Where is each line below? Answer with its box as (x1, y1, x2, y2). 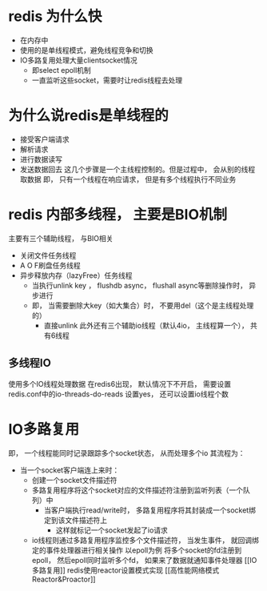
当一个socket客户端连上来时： (19, 465, 120, 475)
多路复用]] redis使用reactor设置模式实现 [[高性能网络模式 (31, 565, 220, 575)
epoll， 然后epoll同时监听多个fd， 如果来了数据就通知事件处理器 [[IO (31, 555, 257, 565)
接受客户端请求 (19, 134, 70, 144)
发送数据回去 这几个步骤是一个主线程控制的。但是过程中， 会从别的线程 (19, 164, 256, 174)
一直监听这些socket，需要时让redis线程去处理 (31, 75, 183, 85)
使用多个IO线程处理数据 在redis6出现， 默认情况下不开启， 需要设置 (8, 379, 232, 388)
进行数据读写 (19, 154, 62, 164)
